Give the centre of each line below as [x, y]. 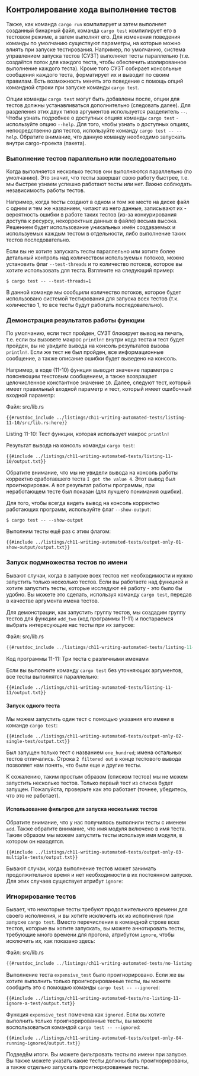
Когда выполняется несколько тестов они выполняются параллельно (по [99, 171]
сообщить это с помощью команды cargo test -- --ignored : [83, 987]
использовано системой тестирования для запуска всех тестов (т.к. [92, 299]
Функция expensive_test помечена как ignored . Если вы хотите [86, 1015]
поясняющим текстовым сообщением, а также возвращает [82, 377]
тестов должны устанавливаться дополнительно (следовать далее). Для [99, 105]
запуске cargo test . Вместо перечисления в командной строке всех [93, 922]
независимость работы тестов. [46, 190]
